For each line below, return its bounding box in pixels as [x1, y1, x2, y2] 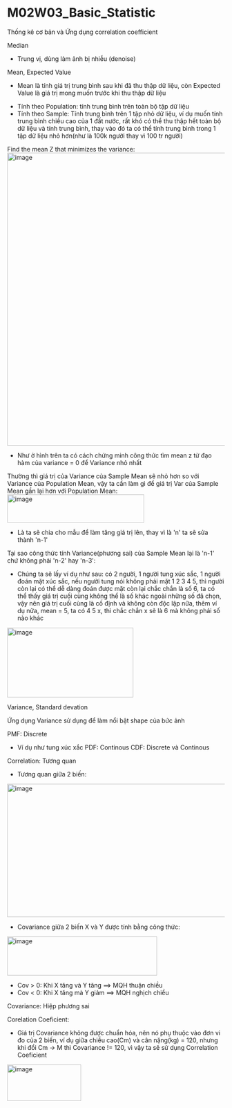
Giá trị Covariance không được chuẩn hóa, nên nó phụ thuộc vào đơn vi [17, 1028, 221, 1037]
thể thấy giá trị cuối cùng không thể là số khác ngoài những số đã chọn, [17, 592, 222, 600]
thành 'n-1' [17, 535, 48, 544]
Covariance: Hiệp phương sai [7, 1001, 90, 1010]
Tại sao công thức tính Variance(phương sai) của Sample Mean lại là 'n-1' [7, 549, 215, 557]
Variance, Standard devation [7, 702, 88, 711]
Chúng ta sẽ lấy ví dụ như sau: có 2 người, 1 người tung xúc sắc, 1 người [17, 570, 221, 578]
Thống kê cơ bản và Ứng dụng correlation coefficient [7, 28, 158, 36]
